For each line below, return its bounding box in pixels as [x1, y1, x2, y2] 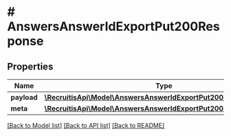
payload [10, 93, 38, 102]
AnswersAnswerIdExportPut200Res [7, 19, 220, 34]
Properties [7, 60, 54, 72]
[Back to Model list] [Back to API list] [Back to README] [7, 122, 165, 129]
